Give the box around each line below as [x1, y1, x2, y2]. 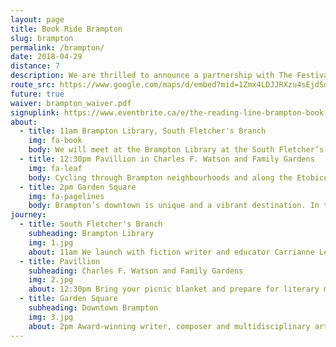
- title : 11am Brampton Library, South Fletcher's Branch [19, 126, 267, 136]
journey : [10, 210, 47, 220]
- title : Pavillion [19, 256, 101, 266]
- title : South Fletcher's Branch [19, 219, 163, 230]
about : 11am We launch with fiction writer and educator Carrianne [28, 247, 315, 257]
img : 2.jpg [28, 275, 74, 285]
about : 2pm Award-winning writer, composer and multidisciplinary [28, 321, 311, 331]
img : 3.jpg [28, 312, 74, 322]
